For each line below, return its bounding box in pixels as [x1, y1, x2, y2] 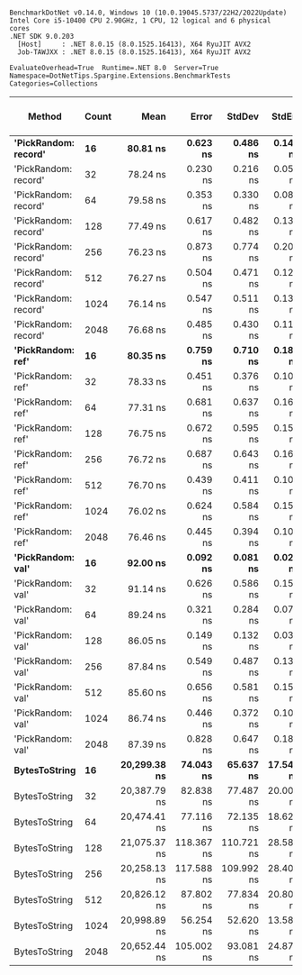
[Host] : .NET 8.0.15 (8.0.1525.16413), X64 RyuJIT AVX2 [17, 40, 252, 49]
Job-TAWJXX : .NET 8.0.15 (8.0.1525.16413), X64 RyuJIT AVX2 [17, 48, 252, 57]
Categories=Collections [9, 79, 99, 88]
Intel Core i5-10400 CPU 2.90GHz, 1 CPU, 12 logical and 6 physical [9, 16, 271, 25]
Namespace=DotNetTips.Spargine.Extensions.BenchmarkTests [9, 71, 231, 80]
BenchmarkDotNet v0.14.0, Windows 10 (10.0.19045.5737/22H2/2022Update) [9, 8, 288, 17]
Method [27, 110, 63, 123]
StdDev [226, 110, 259, 123]
